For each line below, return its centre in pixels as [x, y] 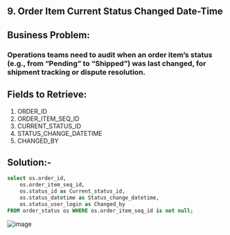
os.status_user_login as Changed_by [73, 204]
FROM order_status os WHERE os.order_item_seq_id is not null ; [100, 211]
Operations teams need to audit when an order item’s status [110, 55]
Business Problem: [48, 35]
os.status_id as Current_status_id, [73, 191]
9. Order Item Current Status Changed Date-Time [115, 11]
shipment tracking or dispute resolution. [77, 72]
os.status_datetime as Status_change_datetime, [89, 198]
